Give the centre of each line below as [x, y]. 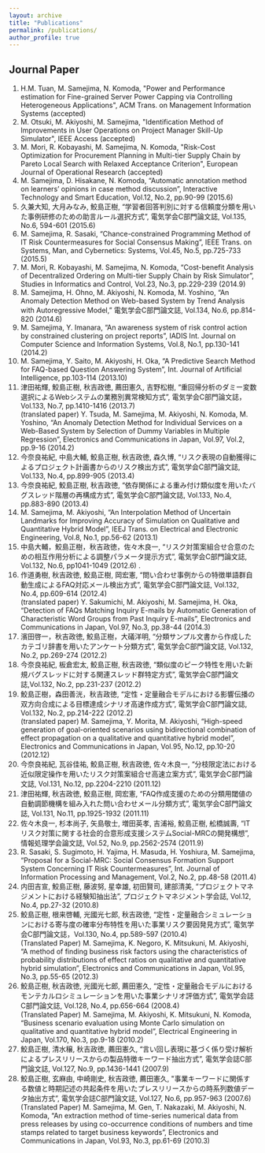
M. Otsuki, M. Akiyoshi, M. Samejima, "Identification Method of [121, 122]
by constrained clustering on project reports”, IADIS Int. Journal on [128, 336]
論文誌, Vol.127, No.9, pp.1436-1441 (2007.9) [98, 1069]
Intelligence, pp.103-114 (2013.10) [74, 378]
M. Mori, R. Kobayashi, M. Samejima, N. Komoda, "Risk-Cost [118, 147]
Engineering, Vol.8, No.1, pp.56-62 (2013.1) [89, 538]
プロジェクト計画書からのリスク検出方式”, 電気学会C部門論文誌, [137, 467]
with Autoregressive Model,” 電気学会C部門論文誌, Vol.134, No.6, [125, 310]
